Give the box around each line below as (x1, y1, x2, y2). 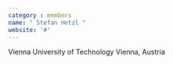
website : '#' (8, 26, 51, 34)
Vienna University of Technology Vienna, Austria (8, 48, 165, 57)
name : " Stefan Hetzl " (8, 19, 86, 27)
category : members (8, 11, 72, 20)
